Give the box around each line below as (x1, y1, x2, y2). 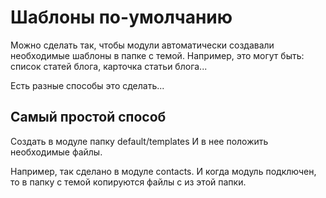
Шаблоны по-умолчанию (10, 6, 233, 29)
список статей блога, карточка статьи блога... (10, 60, 208, 72)
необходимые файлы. (10, 146, 103, 158)
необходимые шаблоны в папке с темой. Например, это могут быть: (10, 49, 305, 61)
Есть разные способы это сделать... (10, 79, 165, 91)
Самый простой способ (10, 109, 167, 126)
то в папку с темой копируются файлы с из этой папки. (10, 176, 247, 188)
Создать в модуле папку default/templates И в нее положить (10, 135, 269, 147)
